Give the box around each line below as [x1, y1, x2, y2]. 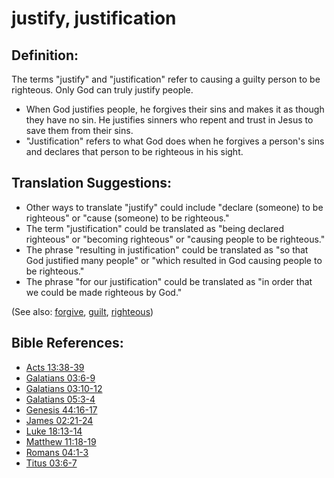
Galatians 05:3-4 [25, 393, 96, 405]
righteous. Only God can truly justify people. [11, 84, 194, 96]
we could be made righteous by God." [25, 286, 183, 298]
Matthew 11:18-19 [25, 435, 97, 447]
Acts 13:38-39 [25, 361, 85, 373]
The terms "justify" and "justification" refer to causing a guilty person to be [11, 73, 321, 85]
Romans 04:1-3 [25, 446, 89, 458]
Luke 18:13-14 [25, 425, 83, 437]
